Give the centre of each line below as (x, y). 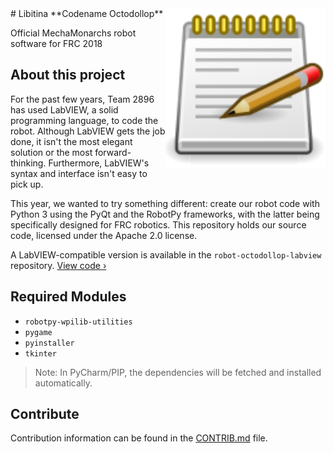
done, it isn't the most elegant (71, 141)
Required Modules (68, 297)
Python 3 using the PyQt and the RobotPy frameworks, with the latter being (165, 214)
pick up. (27, 184)
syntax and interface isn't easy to (79, 173)
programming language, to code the (84, 120)
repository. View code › (58, 265)
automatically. (63, 383)
